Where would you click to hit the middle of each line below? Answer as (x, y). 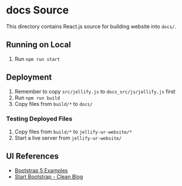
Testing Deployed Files (39, 119)
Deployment (29, 77)
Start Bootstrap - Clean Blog (49, 177)
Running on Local (39, 45)
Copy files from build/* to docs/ (53, 104)
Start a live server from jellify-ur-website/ (68, 137)
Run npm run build (37, 98)
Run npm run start (37, 58)
